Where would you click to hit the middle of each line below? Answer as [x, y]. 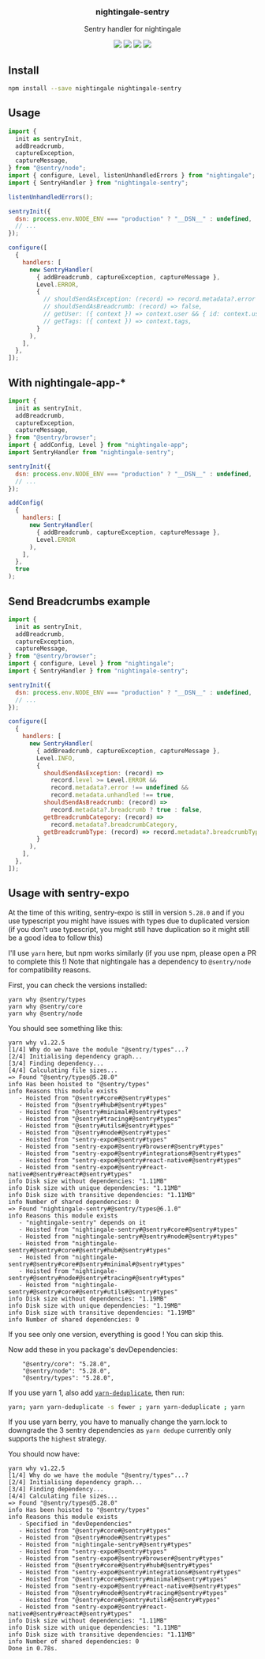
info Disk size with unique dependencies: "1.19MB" [95, 1305]
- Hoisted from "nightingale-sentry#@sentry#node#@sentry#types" [128, 1237]
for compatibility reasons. [50, 970]
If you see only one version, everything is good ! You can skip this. [116, 1334]
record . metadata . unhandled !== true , [112, 795]
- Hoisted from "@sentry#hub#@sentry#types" [93, 1105]
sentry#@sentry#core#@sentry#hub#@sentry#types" [90, 1250]
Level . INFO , [56, 758]
